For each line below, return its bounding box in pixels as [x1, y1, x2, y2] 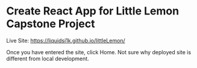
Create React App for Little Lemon [6, 4, 180, 18]
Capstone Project [6, 17, 95, 31]
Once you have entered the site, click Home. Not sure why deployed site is [6, 48, 192, 55]
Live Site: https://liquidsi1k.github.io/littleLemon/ [6, 37, 125, 44]
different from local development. [6, 55, 89, 62]
